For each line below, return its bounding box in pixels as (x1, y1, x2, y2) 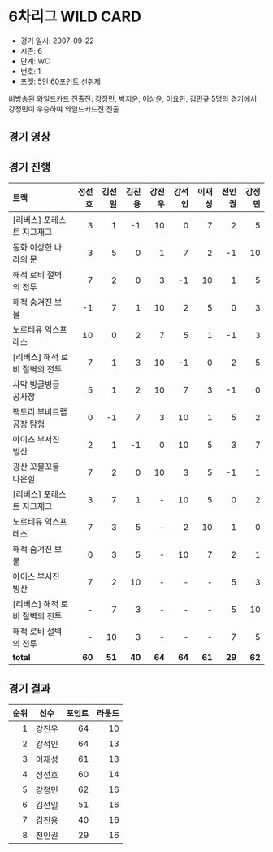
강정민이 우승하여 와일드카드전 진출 (8, 103, 119, 114)
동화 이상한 (12, 241, 53, 253)
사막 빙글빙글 (12, 379, 60, 390)
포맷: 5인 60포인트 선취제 (19, 76, 102, 86)
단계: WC (19, 56, 50, 66)
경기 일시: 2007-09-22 (19, 36, 95, 46)
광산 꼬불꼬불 (12, 461, 60, 472)
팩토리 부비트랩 (12, 406, 67, 418)
